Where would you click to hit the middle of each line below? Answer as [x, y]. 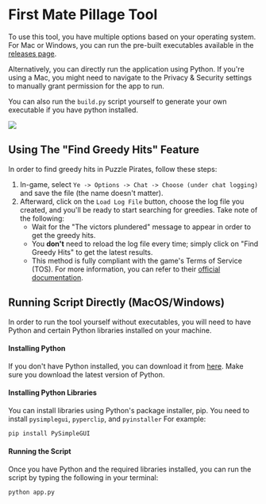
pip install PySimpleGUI [49, 433]
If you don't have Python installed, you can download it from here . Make [126, 366]
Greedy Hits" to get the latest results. [92, 252]
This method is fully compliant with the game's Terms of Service [137, 260]
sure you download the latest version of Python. [87, 374]
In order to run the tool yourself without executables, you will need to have [130, 322]
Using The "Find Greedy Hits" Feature [104, 150]
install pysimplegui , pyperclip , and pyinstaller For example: [107, 419]
